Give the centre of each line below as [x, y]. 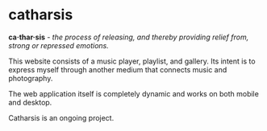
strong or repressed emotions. [58, 45]
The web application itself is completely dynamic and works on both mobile [134, 93]
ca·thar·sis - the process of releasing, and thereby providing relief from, [129, 37]
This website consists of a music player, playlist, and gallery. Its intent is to [132, 61]
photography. [31, 78]
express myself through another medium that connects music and [118, 69]
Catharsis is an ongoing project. [61, 117]
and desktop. [30, 102]
